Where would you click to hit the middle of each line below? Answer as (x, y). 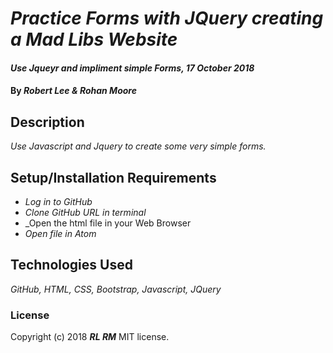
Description (47, 122)
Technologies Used (71, 265)
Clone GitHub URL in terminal (85, 212)
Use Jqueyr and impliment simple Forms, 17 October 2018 (132, 68)
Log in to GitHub (58, 201)
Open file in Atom (60, 233)
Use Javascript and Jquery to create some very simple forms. (138, 146)
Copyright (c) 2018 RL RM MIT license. (90, 337)
